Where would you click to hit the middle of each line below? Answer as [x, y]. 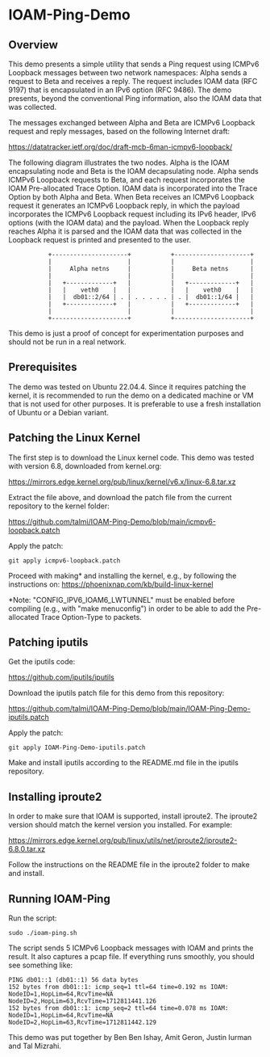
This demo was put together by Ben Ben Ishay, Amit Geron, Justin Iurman [130, 1038]
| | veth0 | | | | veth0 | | [151, 290]
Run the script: [33, 918]
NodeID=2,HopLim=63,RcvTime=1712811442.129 [83, 1023]
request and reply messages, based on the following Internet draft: [119, 131]
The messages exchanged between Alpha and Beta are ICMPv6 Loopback [132, 122]
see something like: [41, 965]
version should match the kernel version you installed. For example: [120, 825]
